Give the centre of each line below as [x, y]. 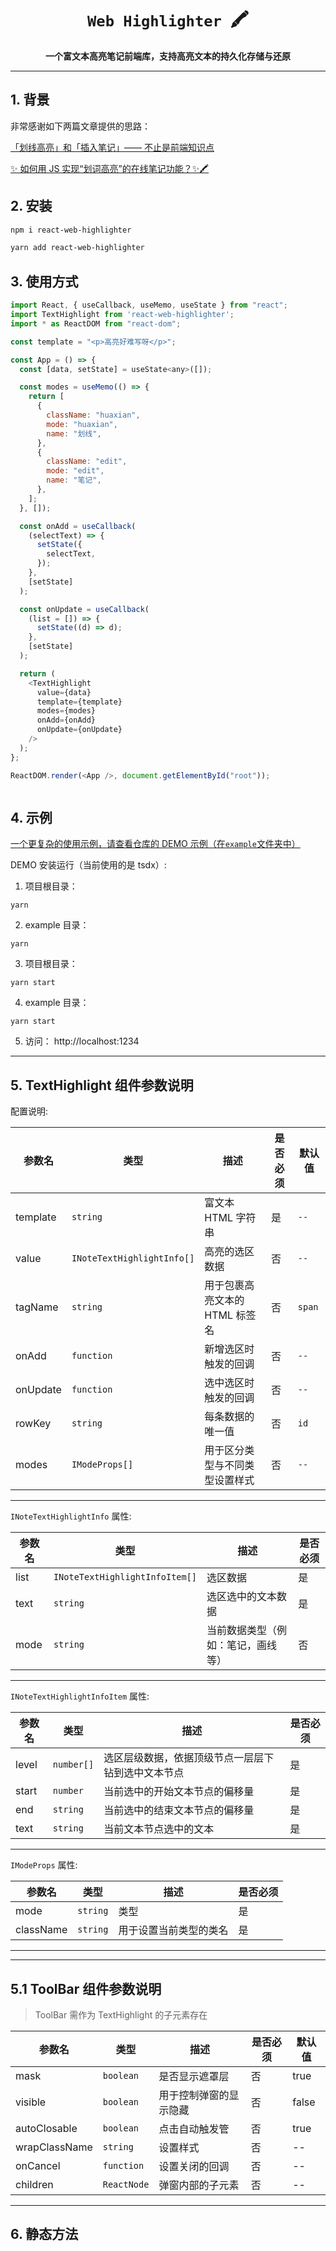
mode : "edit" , [75, 471]
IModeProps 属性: [44, 1865]
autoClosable [46, 2128]
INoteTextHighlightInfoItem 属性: [80, 1696]
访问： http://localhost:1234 [82, 1041]
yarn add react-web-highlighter [77, 248]
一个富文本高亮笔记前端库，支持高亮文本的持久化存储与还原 [168, 56]
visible [31, 2102]
